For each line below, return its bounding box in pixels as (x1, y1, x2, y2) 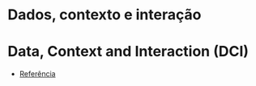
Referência (19, 69, 56, 79)
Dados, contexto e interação (7, 6, 202, 24)
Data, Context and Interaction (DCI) (7, 43, 249, 61)
